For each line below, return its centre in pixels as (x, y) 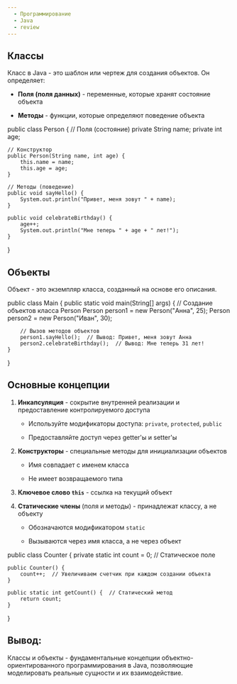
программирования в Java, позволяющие (130, 665)
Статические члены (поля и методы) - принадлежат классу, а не (117, 506)
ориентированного (36, 665)
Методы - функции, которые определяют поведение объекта (111, 116)
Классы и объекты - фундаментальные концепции (84, 658)
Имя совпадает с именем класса (78, 465)
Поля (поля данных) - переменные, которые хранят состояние (114, 94)
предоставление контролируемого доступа (84, 409)
